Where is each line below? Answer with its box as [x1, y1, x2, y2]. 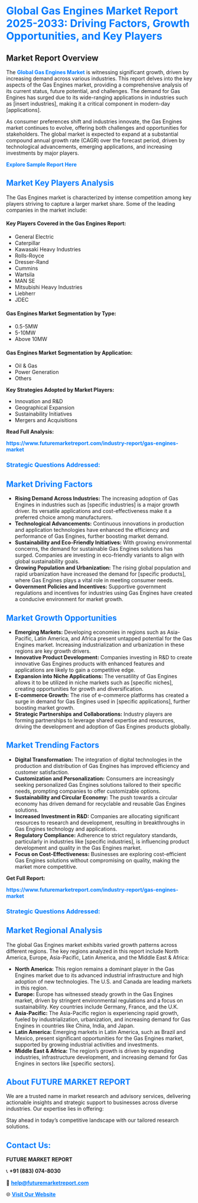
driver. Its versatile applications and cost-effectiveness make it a [14, 508, 172, 515]
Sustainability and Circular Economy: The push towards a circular [14, 793, 178, 801]
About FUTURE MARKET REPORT [6, 1077, 131, 1087]
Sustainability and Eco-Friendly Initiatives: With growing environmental [14, 539, 192, 546]
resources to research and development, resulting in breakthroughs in [14, 819, 185, 826]
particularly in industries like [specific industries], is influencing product [14, 838, 190, 845]
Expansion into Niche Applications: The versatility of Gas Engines [14, 672, 177, 679]
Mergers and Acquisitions [14, 417, 78, 424]
